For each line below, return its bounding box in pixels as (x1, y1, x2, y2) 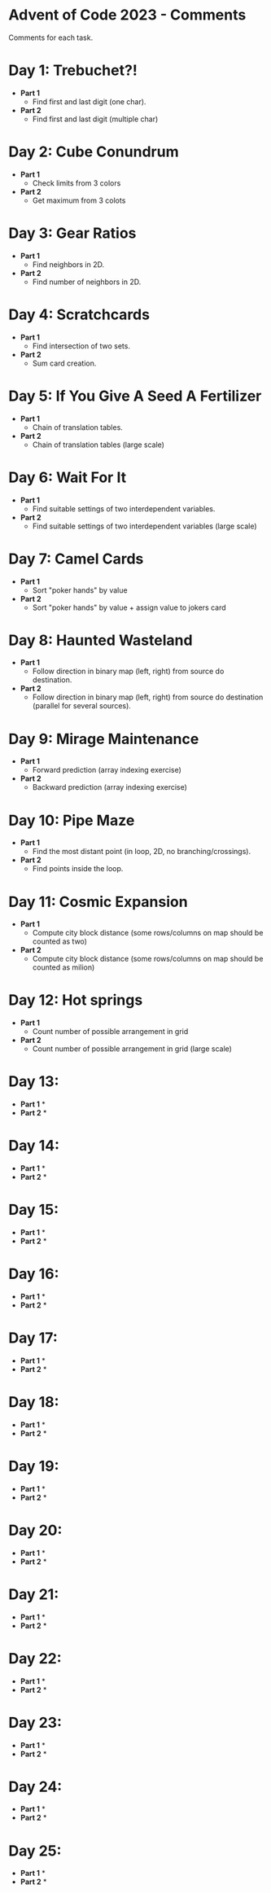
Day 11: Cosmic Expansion (8, 892, 189, 911)
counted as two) (32, 936, 88, 946)
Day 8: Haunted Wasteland (8, 631, 193, 649)
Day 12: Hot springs (8, 991, 143, 1010)
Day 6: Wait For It (8, 468, 127, 486)
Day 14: (8, 1137, 59, 1155)
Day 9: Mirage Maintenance (8, 730, 199, 748)
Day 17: (8, 1329, 59, 1347)
